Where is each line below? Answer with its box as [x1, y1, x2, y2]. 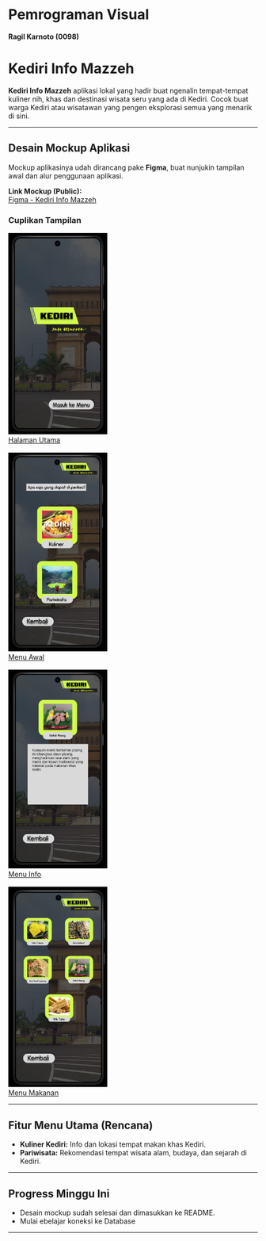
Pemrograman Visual [8, 6, 150, 24]
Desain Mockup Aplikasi [8, 141, 131, 155]
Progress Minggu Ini [8, 1187, 110, 1201]
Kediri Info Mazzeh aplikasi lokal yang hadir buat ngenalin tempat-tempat [8, 86, 249, 95]
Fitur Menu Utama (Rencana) [8, 1118, 154, 1132]
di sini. [8, 111, 30, 121]
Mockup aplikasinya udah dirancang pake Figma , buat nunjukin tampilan [8, 163, 245, 172]
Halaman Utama [8, 435, 61, 445]
